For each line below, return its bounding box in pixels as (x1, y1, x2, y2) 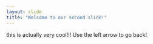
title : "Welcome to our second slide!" (6, 14, 107, 20)
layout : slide (6, 8, 42, 15)
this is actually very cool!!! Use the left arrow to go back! (6, 31, 148, 38)
